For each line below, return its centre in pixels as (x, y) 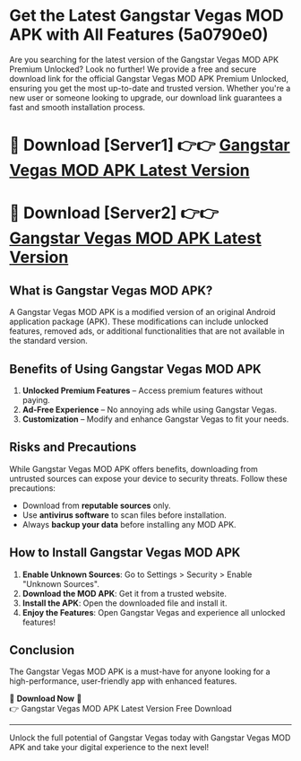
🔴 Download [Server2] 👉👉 (114, 213)
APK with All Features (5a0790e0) (139, 35)
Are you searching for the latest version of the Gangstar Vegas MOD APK (144, 59)
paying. (36, 399)
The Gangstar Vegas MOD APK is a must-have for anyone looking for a (140, 672)
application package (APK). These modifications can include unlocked (139, 322)
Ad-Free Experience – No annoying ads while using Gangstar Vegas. (150, 409)
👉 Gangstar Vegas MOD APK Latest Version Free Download (121, 709)
